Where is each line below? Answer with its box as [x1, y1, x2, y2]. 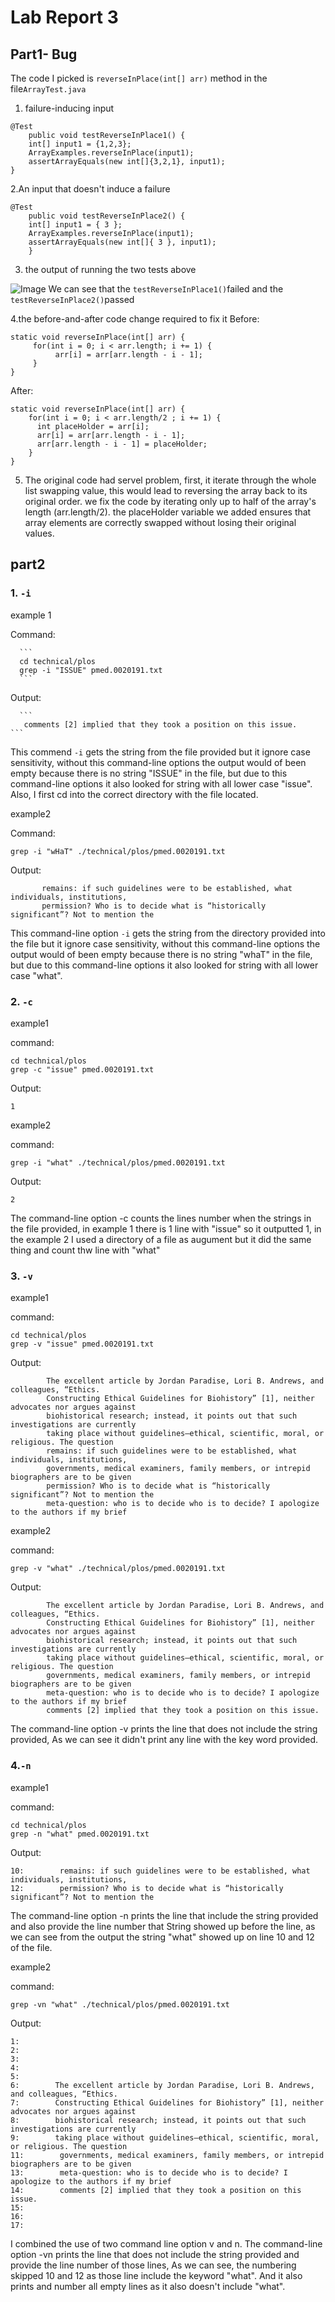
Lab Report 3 [10, 6, 119, 29]
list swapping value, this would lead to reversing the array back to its [24, 485, 308, 496]
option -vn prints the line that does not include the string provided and [10, 2248, 300, 2260]
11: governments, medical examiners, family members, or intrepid [10, 2150, 325, 2160]
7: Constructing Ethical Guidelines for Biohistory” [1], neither [10, 2097, 325, 2108]
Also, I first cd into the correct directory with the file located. [10, 788, 259, 800]
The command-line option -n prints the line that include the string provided [10, 1909, 319, 1921]
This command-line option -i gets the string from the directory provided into [10, 927, 326, 939]
